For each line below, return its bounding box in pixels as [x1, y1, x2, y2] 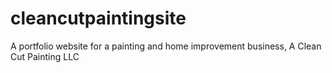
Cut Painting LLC [10, 50, 80, 62]
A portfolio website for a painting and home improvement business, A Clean [10, 40, 322, 52]
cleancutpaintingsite [10, 7, 187, 30]
